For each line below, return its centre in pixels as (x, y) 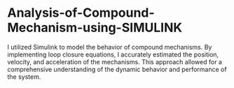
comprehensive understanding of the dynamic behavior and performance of (117, 69)
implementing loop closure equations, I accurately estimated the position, (113, 54)
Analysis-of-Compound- (81, 13)
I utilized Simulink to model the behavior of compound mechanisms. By (110, 47)
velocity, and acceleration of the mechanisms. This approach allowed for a (115, 61)
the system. (24, 76)
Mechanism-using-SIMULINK (95, 28)
